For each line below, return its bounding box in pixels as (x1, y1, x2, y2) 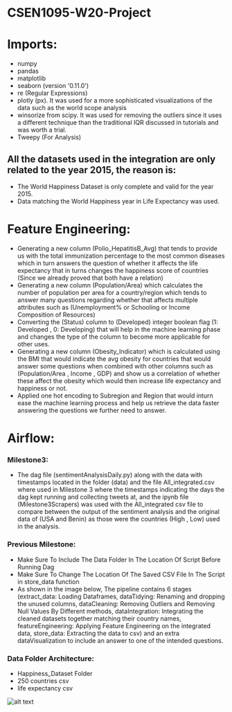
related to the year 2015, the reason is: (7, 164, 177, 176)
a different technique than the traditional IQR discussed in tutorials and (17, 118, 219, 127)
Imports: (7, 37, 57, 53)
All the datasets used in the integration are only (7, 153, 216, 165)
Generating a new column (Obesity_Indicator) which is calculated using (17, 347, 220, 355)
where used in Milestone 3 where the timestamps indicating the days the (17, 486, 225, 494)
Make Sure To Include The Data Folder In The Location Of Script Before (17, 555, 221, 564)
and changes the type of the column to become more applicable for (17, 332, 211, 341)
